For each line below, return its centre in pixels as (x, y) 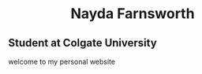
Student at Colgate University (83, 43)
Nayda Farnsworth (133, 14)
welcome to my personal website (62, 61)
